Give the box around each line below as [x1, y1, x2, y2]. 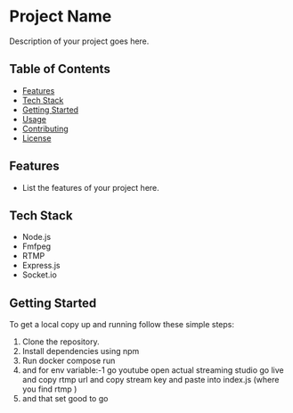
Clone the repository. [21, 336, 100, 347]
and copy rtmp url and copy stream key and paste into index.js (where [21, 375, 280, 385]
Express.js [21, 260, 61, 271]
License [21, 132, 52, 144]
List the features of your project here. [21, 182, 160, 193]
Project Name [9, 6, 112, 27]
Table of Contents [9, 62, 111, 77]
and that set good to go [21, 393, 109, 404]
